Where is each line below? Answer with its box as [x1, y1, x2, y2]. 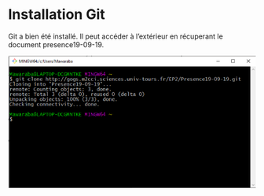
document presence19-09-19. [8, 39, 104, 49]
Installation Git [8, 6, 105, 24]
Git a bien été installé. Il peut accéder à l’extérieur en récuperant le [8, 31, 224, 41]
